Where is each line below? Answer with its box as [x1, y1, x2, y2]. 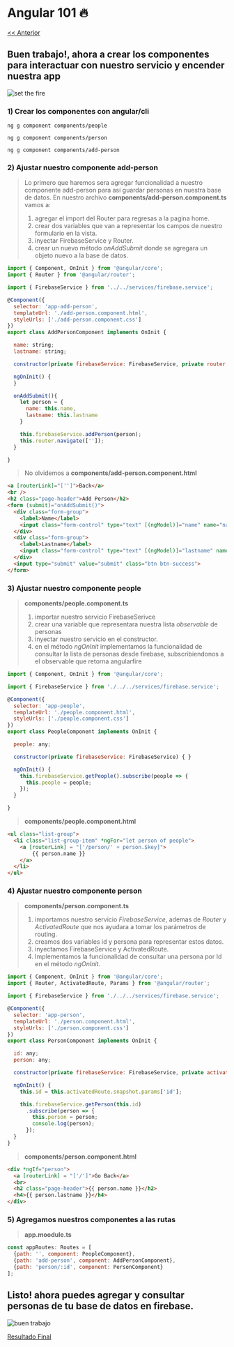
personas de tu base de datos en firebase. [7, 1300, 194, 1312]
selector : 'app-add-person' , [13, 303, 98, 310]
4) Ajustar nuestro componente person [7, 886, 143, 896]
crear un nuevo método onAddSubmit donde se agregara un [34, 244, 208, 253]
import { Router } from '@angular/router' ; [7, 271, 136, 278]
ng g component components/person [7, 135, 108, 142]
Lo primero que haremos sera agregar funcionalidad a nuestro [24, 179, 203, 187]
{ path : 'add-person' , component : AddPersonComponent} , [13, 1257, 176, 1264]
